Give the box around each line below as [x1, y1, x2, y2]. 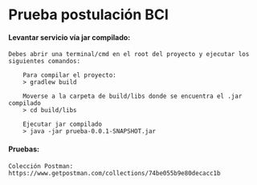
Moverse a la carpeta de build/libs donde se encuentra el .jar [22, 92, 243, 101]
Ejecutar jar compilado [22, 120, 103, 129]
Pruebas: [8, 144, 40, 154]
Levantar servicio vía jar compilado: [8, 32, 131, 42]
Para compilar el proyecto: [22, 71, 116, 79]
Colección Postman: [8, 162, 74, 170]
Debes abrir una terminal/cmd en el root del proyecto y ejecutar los [8, 50, 250, 58]
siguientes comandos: [8, 58, 81, 66]
